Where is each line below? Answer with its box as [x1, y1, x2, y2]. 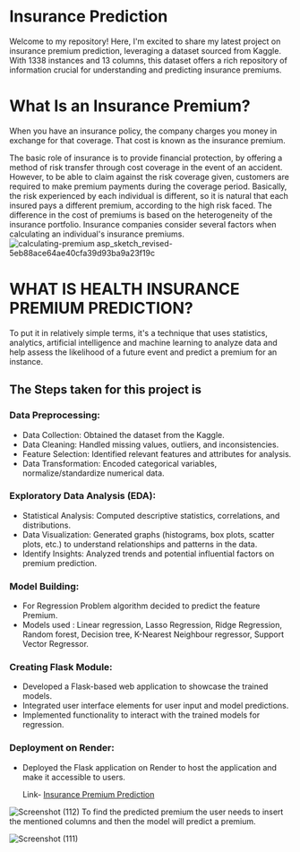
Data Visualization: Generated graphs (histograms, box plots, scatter [21, 529, 275, 539]
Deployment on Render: [9, 742, 115, 754]
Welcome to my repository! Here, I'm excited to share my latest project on [9, 36, 281, 47]
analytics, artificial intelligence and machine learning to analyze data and [9, 337, 278, 348]
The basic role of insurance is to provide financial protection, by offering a [9, 152, 283, 163]
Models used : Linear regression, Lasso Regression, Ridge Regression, [21, 620, 283, 631]
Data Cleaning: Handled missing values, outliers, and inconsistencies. [21, 439, 279, 450]
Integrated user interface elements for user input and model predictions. [21, 701, 289, 711]
